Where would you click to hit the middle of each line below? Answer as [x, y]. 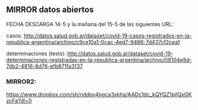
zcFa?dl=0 [19, 101]
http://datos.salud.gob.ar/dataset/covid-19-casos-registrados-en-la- [108, 36]
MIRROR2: [21, 81]
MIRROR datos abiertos [50, 10]
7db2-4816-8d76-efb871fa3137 [45, 66]
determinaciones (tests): [36, 54]
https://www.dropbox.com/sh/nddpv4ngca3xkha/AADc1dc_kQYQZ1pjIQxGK [99, 95]
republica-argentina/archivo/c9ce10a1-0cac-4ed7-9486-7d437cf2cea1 [93, 42]
